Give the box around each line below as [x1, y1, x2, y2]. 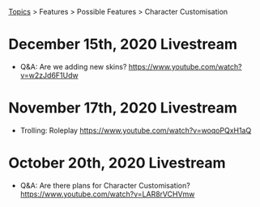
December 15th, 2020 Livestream [8, 36, 237, 53]
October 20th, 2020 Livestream [8, 154, 226, 172]
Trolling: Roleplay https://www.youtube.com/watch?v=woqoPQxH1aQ [19, 125, 252, 135]
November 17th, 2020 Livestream [8, 99, 237, 117]
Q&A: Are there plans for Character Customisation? [19, 180, 190, 190]
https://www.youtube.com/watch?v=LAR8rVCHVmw [19, 189, 195, 199]
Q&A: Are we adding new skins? [19, 61, 127, 71]
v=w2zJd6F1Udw [19, 70, 79, 80]
